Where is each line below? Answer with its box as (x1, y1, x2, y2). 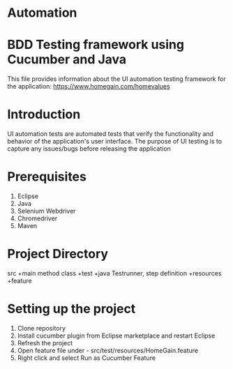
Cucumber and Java (7, 52, 127, 68)
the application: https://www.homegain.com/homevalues (7, 82, 170, 91)
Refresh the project (17, 338, 73, 347)
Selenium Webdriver (17, 207, 76, 215)
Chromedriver (17, 214, 58, 223)
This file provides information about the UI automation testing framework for (7, 75, 226, 83)
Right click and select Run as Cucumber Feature (17, 354, 156, 362)
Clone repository (17, 324, 66, 332)
